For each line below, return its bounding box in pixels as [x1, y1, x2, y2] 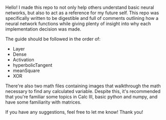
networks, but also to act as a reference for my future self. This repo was [5, 10, 159, 16]
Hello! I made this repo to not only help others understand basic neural [5, 5, 154, 10]
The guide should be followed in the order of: [5, 36, 101, 42]
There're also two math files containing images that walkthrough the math [5, 83, 161, 89]
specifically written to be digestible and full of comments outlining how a [5, 15, 159, 21]
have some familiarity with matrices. [5, 99, 82, 105]
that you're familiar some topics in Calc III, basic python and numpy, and [5, 94, 158, 100]
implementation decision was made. [5, 26, 81, 32]
